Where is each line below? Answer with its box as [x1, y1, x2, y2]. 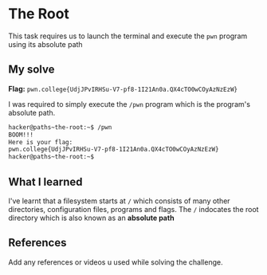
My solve [8, 63, 55, 77]
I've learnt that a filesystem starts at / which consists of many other [8, 196, 230, 206]
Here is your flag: [8, 138, 73, 146]
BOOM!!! [8, 131, 34, 139]
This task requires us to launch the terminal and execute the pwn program [8, 31, 248, 41]
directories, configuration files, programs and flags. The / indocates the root [8, 204, 259, 214]
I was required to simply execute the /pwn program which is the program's [8, 99, 251, 108]
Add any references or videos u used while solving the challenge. [8, 257, 223, 267]
